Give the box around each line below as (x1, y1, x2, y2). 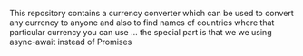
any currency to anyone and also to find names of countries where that (9, 17, 275, 28)
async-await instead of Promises (9, 36, 132, 47)
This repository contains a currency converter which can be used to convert (9, 8, 294, 18)
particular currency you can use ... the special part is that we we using (9, 27, 272, 37)
